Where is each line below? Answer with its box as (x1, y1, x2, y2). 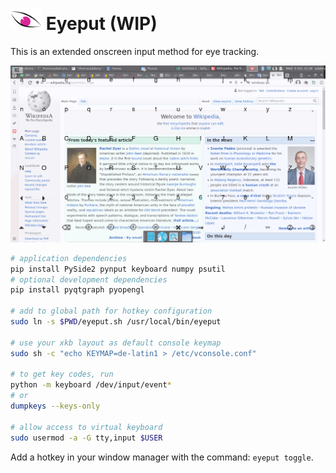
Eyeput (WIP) (45, 13, 158, 35)
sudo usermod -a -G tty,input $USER (10, 433, 163, 443)
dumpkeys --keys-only (10, 401, 101, 412)
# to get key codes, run (10, 369, 114, 380)
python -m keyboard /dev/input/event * (10, 380, 172, 390)
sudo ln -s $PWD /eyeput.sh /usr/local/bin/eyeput (10, 317, 222, 327)
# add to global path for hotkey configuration (10, 306, 213, 317)
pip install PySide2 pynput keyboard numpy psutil (10, 264, 226, 274)
